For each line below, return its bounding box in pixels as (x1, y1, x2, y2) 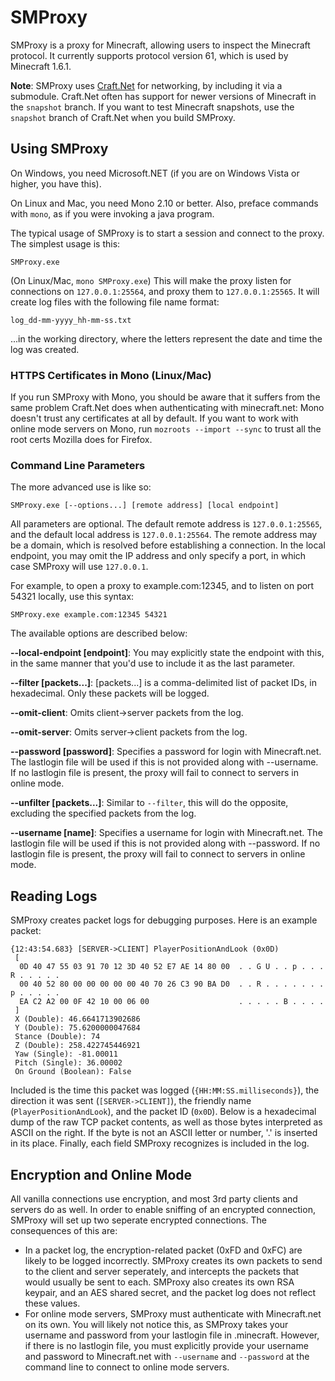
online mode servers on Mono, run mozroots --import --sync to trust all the (10, 423, 322, 435)
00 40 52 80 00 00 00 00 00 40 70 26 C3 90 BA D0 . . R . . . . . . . (19, 979, 325, 990)
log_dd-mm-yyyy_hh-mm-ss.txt (10, 315, 132, 325)
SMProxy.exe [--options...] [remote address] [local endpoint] (10, 501, 280, 511)
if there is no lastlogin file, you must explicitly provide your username (24, 1339, 309, 1351)
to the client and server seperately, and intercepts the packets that (24, 1265, 300, 1277)
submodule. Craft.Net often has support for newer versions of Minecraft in (10, 90, 317, 102)
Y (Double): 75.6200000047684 (14, 1023, 141, 1033)
